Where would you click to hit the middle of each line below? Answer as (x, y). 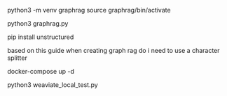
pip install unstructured (41, 37)
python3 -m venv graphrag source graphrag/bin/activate (89, 10)
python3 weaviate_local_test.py (53, 85)
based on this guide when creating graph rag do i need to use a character (113, 50)
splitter (18, 58)
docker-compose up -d (41, 71)
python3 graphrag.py (38, 23)
